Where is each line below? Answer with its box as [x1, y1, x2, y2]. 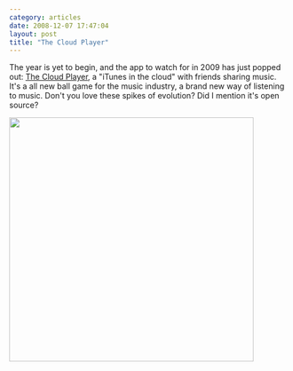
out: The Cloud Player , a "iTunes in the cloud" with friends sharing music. [9, 72, 277, 83]
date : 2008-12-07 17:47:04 [9, 21, 109, 30]
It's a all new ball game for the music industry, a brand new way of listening [9, 81, 285, 91]
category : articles [9, 12, 82, 22]
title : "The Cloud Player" [9, 37, 109, 47]
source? [9, 99, 39, 111]
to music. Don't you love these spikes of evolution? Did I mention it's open [9, 91, 280, 101]
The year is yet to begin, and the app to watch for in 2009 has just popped [9, 62, 281, 73]
